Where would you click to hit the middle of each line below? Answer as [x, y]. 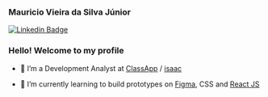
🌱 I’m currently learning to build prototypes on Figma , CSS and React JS [140, 84]
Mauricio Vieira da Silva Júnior [70, 12]
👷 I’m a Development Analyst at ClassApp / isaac [101, 68]
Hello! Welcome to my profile [66, 51]
